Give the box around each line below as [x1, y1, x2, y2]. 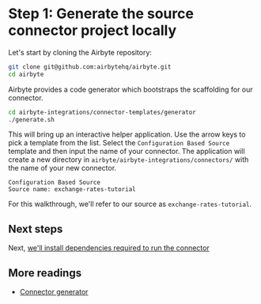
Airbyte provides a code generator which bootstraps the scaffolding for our [8, 84, 253, 94]
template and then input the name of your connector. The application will [8, 147, 245, 156]
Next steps [8, 222, 63, 235]
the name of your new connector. [8, 163, 117, 173]
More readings [8, 266, 81, 280]
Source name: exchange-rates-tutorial [8, 186, 136, 193]
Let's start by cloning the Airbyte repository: [8, 47, 153, 57]
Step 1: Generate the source [8, 5, 194, 23]
